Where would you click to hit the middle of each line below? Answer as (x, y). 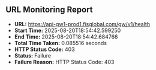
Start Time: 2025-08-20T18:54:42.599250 (67, 30)
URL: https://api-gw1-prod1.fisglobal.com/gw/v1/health (82, 24)
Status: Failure (33, 55)
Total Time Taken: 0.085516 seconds (61, 43)
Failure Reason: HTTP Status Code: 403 (64, 62)
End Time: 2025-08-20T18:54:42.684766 (66, 36)
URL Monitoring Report (49, 10)
